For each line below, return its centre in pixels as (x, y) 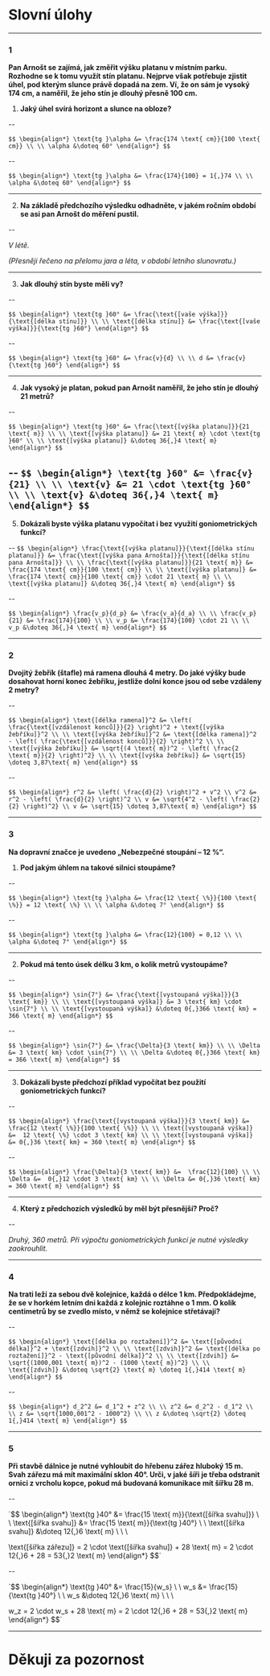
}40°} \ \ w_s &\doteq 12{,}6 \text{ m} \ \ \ (106, 1595)
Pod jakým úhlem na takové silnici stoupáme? (98, 867)
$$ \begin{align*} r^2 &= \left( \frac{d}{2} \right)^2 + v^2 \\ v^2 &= (133, 792)
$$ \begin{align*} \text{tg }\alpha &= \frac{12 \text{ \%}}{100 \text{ (133, 898)
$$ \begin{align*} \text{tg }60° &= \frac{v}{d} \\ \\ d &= (111, 359)
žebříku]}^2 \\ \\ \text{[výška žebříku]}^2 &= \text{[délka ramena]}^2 (133, 735)
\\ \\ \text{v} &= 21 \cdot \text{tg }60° (143, 484)
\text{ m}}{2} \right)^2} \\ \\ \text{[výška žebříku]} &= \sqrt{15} (127, 756)
